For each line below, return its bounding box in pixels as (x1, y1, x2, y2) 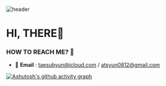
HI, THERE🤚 (6, 27, 64, 40)
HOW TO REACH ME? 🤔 (6, 48, 75, 56)
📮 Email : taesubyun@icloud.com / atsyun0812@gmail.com (14, 62, 160, 69)
